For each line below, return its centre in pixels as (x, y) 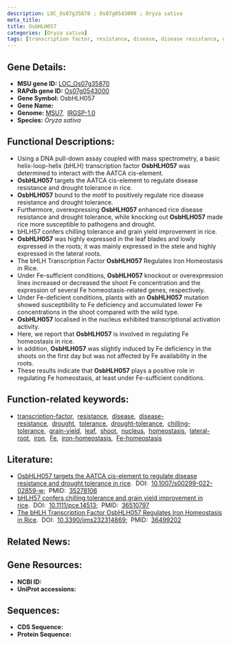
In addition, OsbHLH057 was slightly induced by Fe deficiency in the (114, 348)
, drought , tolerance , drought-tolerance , (106, 423)
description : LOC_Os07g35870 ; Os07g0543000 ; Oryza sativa (95, 13)
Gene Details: (37, 67)
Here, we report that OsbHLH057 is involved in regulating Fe (103, 334)
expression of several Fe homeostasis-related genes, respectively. (111, 290)
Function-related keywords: (68, 400)
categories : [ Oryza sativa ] (47, 33)
